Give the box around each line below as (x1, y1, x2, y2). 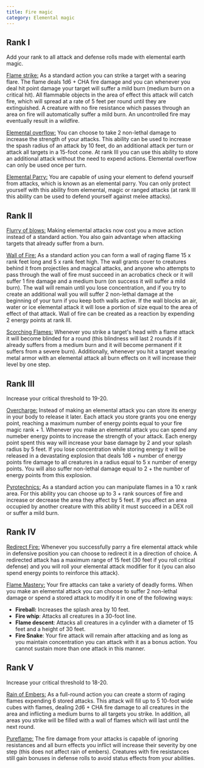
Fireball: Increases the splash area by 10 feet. (15, 605, 130, 613)
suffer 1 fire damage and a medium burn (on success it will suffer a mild (6, 277, 186, 285)
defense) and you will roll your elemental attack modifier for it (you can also (6, 563, 196, 570)
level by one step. (6, 361, 51, 368)
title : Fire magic (6, 9, 53, 15)
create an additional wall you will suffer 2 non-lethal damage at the (6, 291, 174, 298)
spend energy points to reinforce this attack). (6, 569, 120, 576)
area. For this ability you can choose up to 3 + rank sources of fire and (6, 489, 183, 497)
